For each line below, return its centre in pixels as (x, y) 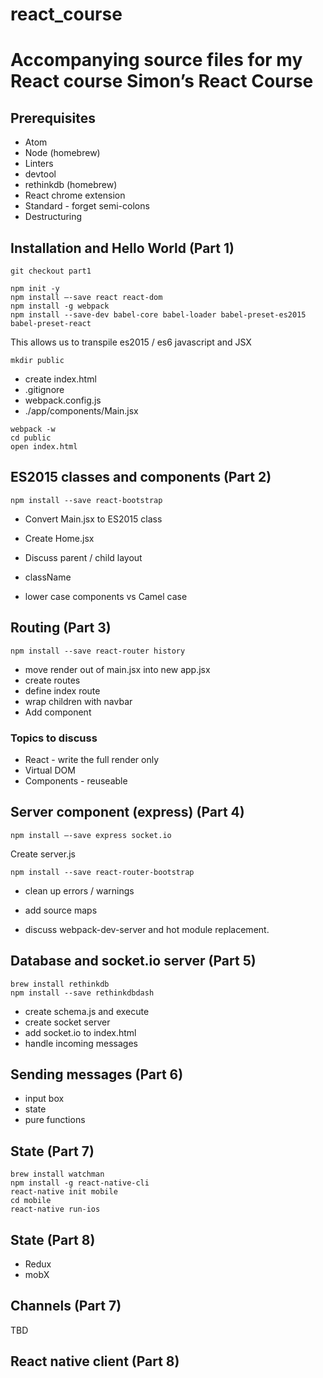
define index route (62, 690)
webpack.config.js (63, 400)
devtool (40, 174)
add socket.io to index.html (80, 1032)
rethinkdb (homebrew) (71, 185)
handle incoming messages (81, 1043)
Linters (39, 164)
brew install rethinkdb (60, 984)
